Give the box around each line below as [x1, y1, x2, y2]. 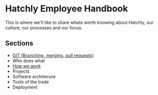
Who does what [12, 58, 45, 64]
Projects [12, 68, 30, 74]
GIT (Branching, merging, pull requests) [12, 52, 94, 58]
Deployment [12, 84, 38, 90]
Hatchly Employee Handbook [5, 3, 128, 14]
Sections [5, 39, 33, 48]
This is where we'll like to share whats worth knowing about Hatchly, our [5, 19, 154, 25]
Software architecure [12, 73, 56, 80]
